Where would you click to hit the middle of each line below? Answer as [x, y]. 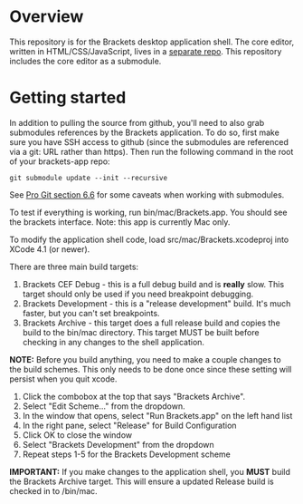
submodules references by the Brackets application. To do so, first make [145, 132]
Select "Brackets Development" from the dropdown [118, 444]
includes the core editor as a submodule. [85, 61]
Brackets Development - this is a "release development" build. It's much [156, 303]
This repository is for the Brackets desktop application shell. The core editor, [152, 42]
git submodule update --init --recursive [89, 178]
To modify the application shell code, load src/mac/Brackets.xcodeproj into [149, 239]
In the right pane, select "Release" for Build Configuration [129, 425]
